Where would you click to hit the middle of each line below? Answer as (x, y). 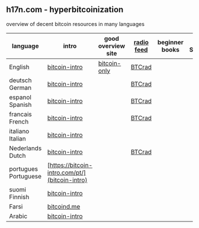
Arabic (18, 216)
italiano (19, 131)
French (19, 122)
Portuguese (25, 176)
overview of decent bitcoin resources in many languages (76, 24)
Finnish (19, 197)
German (20, 87)
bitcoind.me (64, 206)
